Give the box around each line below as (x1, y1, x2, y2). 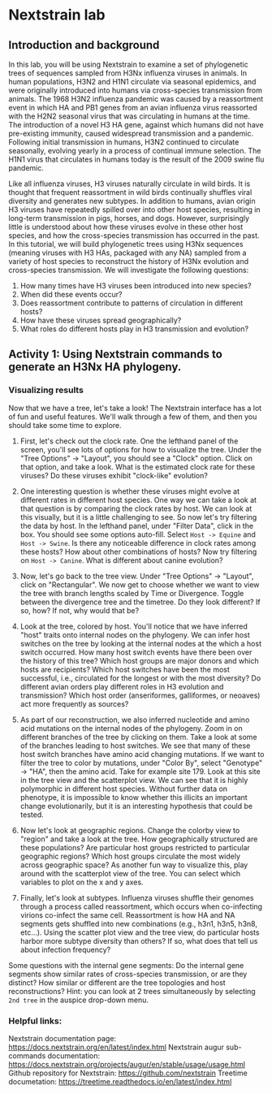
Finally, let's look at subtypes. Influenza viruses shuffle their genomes (19, 893, 254, 902)
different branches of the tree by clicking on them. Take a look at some (19, 732, 257, 742)
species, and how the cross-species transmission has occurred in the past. (8, 231, 260, 240)
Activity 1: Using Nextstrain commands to (8, 348, 223, 361)
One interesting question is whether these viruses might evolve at (19, 486, 240, 496)
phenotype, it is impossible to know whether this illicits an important (19, 792, 248, 802)
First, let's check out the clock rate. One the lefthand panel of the (19, 436, 239, 446)
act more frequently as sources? (19, 698, 129, 708)
